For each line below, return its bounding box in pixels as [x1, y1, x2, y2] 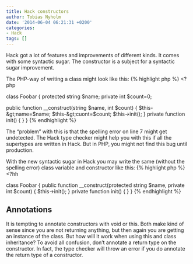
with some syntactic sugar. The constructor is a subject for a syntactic [6, 58, 175, 65]
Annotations [6, 205, 52, 215]
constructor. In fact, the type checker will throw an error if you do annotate [6, 245, 185, 252]
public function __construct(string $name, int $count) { [6, 105, 138, 111]
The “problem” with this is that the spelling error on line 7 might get [6, 128, 167, 135]
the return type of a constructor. [6, 251, 83, 258]
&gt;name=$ [6, 110, 36, 117]
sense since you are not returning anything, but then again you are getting [6, 226, 184, 234]
